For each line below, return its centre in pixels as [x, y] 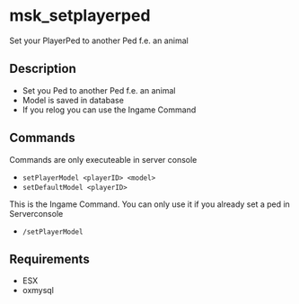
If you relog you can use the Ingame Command [109, 110]
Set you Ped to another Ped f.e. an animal [99, 90]
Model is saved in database [73, 100]
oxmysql [38, 291]
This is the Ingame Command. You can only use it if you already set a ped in [149, 204]
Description [43, 69]
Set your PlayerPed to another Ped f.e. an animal [99, 40]
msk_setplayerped [80, 16]
